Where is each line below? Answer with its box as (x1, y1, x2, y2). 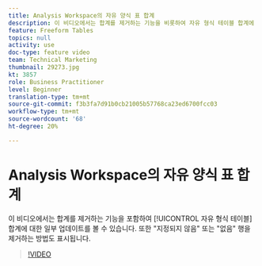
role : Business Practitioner (8, 78, 104, 86)
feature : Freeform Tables (8, 26, 93, 34)
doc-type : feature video (8, 48, 90, 56)
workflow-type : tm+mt (8, 108, 80, 116)
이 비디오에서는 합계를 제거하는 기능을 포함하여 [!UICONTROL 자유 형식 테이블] (8, 214, 253, 223)
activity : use (8, 41, 55, 49)
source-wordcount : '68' (8, 115, 87, 123)
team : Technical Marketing (8, 56, 97, 64)
